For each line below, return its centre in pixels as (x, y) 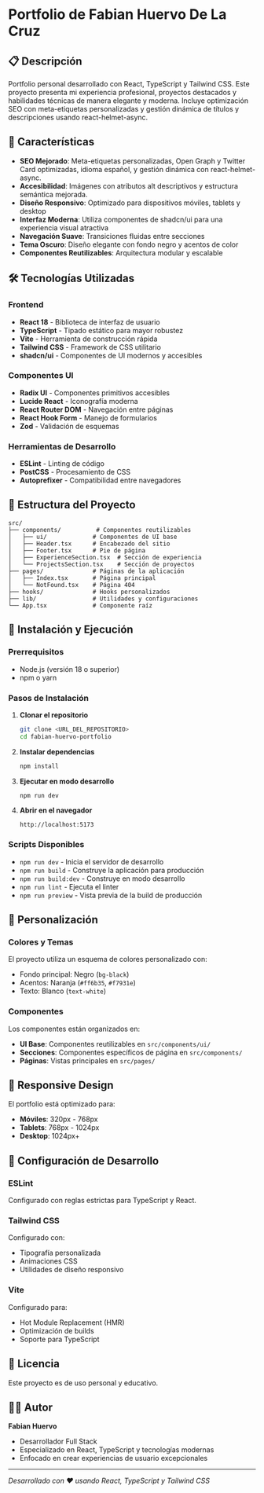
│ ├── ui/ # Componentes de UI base (93, 537)
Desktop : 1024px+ (49, 1136)
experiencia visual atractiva (64, 227)
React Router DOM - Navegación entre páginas (96, 409)
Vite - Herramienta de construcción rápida (88, 339)
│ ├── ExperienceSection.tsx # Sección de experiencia (105, 557)
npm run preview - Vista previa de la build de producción (111, 895)
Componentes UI (41, 376)
